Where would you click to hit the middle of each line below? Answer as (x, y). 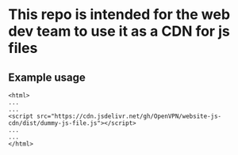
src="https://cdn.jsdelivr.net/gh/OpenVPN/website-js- (129, 116)
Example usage (47, 77)
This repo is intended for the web (119, 15)
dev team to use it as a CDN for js (119, 31)
